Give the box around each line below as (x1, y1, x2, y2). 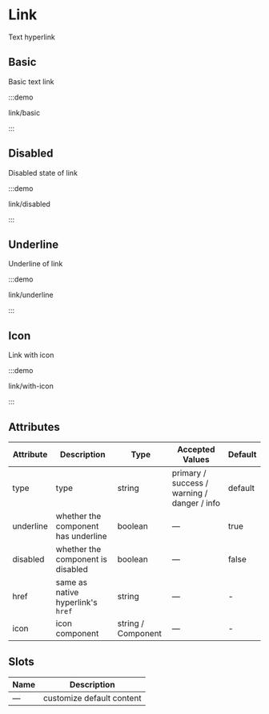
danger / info (171, 497, 221, 509)
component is (55, 554, 108, 565)
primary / (171, 468, 207, 478)
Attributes (8, 420, 60, 434)
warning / (171, 488, 208, 498)
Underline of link (8, 259, 63, 269)
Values (183, 454, 210, 465)
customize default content (42, 692, 142, 704)
